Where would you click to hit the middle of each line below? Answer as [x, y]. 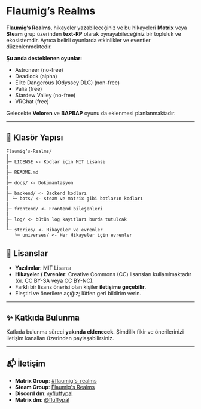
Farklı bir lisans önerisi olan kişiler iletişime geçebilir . [80, 287]
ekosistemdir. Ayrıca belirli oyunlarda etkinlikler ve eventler [78, 40]
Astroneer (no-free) [39, 69]
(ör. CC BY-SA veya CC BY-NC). [54, 280]
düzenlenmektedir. [29, 47]
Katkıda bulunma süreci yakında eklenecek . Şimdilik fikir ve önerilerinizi [95, 332]
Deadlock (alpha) [36, 76]
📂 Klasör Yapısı [35, 138]
